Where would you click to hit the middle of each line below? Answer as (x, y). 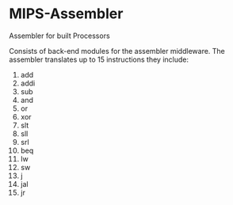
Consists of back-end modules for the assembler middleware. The (117, 51)
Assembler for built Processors (59, 36)
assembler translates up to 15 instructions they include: (99, 59)
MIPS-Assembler (66, 14)
